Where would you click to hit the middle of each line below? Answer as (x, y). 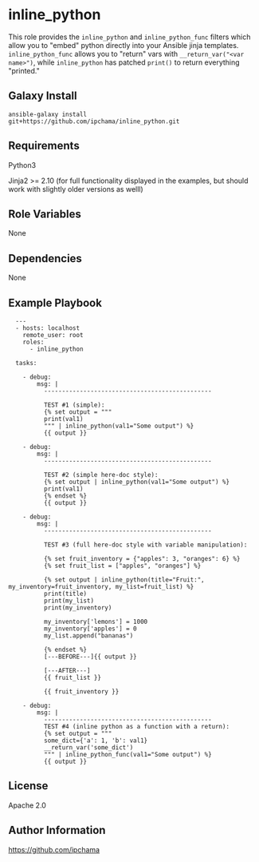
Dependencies (45, 258)
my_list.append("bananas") (88, 636)
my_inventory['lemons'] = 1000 (96, 622)
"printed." (24, 70)
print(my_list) (69, 601)
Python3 (22, 165)
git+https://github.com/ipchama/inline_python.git (94, 121)
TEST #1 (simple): (74, 405)
